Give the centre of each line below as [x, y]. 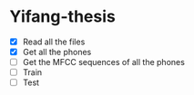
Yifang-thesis [62, 17]
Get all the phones [57, 52]
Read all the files [54, 42]
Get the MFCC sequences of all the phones [103, 62]
